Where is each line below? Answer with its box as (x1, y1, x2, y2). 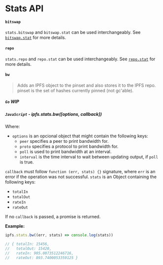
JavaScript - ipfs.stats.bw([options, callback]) (5, 111, 102, 117)
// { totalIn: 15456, (5, 241, 50, 247)
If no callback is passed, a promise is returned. (5, 214, 101, 220)
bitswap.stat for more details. (5, 35, 66, 41)
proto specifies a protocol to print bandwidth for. (19, 143, 119, 150)
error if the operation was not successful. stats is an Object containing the (5, 174, 157, 180)
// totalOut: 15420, (5, 246, 52, 251)
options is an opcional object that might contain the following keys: (12, 133, 149, 139)
